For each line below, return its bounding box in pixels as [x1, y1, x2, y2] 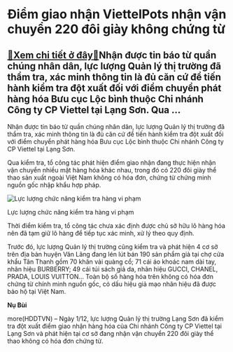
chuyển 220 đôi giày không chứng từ [7, 21, 226, 37]
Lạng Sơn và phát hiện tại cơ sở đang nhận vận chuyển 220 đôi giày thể [7, 330, 214, 337]
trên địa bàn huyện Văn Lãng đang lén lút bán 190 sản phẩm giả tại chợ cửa [7, 250, 225, 258]
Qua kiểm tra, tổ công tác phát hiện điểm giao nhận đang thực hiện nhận [7, 158, 216, 167]
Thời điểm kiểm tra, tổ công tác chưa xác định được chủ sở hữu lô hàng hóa [7, 222, 226, 230]
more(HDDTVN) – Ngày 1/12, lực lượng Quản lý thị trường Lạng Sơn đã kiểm [7, 315, 224, 323]
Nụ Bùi [7, 301, 27, 309]
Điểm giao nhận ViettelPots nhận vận [7, 6, 227, 22]
